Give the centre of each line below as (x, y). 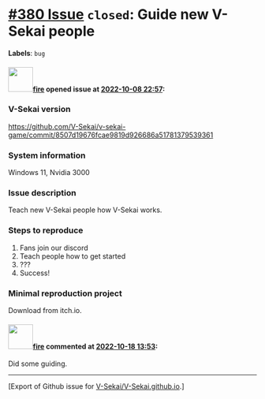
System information (47, 155)
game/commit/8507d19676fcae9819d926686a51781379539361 (111, 135)
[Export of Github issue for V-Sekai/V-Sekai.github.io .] (96, 386)
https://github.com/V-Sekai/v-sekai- (67, 126)
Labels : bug (27, 53)
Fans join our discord (54, 248)
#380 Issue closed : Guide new (108, 15)
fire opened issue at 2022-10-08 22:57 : (99, 89)
